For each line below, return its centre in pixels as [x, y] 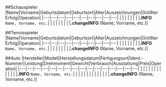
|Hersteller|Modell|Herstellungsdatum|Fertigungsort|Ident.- [82, 58]
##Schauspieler [21, 7]
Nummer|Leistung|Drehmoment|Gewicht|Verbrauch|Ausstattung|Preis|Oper [83, 63]
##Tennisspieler [22, 33]
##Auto [13, 58]
